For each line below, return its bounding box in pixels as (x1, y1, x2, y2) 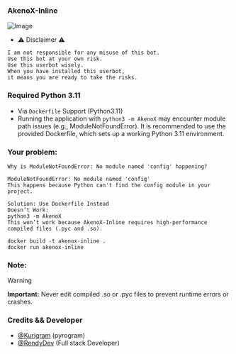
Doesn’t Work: (7, 206, 50, 214)
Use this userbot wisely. (7, 62, 84, 69)
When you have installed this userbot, (7, 68, 125, 75)
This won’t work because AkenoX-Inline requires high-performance (7, 219, 208, 226)
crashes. (7, 297, 33, 306)
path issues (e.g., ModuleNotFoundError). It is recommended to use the (17, 121, 227, 130)
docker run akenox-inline (7, 243, 84, 250)
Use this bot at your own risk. (7, 55, 103, 62)
